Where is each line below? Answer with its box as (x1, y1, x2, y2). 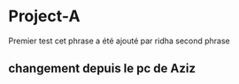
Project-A (8, 6, 81, 27)
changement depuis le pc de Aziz (8, 61, 197, 76)
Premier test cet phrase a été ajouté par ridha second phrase (8, 35, 231, 46)
